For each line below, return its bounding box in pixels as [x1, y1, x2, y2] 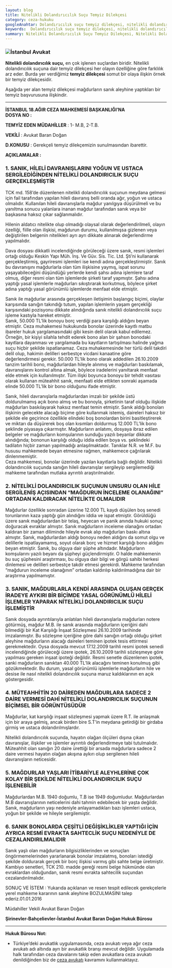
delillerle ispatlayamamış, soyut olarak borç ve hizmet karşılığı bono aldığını [5, 539, 164, 545]
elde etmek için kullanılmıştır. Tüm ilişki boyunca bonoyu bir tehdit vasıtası [5, 372, 161, 378]
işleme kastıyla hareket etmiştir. [5, 312, 72, 318]
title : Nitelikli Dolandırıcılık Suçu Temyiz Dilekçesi [5, 12, 127, 17]
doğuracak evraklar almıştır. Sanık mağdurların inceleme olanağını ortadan [5, 523, 162, 529]
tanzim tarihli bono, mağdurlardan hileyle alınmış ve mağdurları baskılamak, [5, 361, 164, 368]
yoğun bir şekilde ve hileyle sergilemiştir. [5, 810, 91, 816]
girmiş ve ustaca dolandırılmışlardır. [5, 724, 80, 730]
